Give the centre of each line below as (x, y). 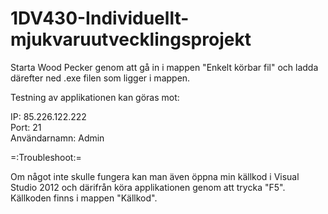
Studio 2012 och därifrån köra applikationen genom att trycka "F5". (148, 187)
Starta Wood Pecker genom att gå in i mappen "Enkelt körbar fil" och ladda (164, 67)
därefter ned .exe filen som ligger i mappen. (100, 78)
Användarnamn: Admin (57, 138)
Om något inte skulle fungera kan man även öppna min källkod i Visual (155, 176)
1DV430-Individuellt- (100, 18)
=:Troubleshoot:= (46, 157)
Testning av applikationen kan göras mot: (95, 97)
